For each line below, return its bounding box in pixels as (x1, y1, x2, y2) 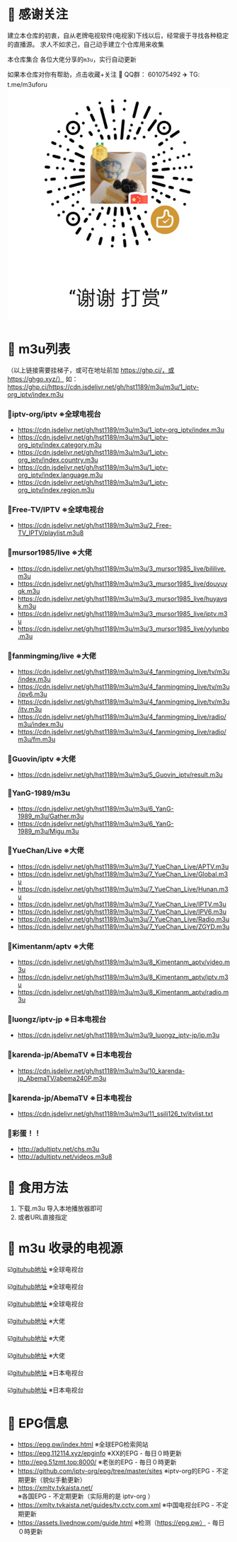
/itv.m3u (17, 705, 42, 713)
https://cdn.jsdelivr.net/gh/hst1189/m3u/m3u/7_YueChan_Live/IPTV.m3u (17, 900, 226, 908)
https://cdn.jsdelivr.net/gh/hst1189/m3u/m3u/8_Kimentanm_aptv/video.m (17, 958, 231, 966)
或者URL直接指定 (17, 1213, 68, 1222)
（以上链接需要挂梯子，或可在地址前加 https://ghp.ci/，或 (7, 366, 175, 374)
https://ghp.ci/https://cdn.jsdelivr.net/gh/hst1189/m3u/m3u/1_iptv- (7, 383, 200, 391)
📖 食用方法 (7, 1179, 69, 1195)
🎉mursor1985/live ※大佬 (7, 547, 93, 557)
